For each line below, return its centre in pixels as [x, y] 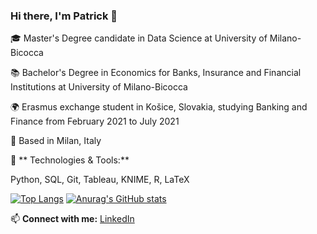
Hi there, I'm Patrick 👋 [64, 16]
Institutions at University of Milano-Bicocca [99, 87]
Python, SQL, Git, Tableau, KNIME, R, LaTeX [100, 180]
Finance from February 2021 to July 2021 [95, 121]
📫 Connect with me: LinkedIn [72, 219]
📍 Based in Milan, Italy [56, 141]
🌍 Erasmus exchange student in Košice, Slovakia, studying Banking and [159, 107]
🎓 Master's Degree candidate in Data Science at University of [139, 38]
